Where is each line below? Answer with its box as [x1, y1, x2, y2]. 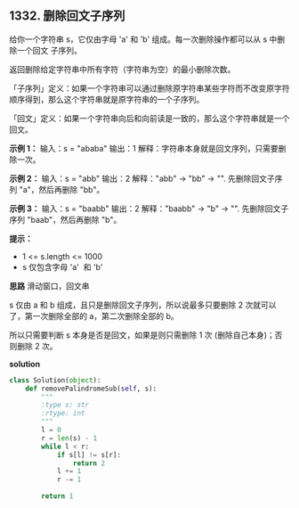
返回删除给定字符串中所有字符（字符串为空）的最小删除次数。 [9, 63, 236, 74]
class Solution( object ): [9, 375, 101, 385]
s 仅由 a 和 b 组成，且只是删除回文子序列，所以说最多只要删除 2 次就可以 [9, 299, 277, 310]
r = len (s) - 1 [41, 433, 98, 443]
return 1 [41, 492, 74, 501]
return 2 [72, 458, 105, 468]
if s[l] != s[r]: [56, 450, 122, 459]
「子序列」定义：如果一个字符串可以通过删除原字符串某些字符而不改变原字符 [9, 83, 290, 94]
